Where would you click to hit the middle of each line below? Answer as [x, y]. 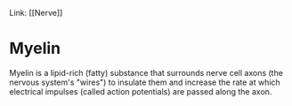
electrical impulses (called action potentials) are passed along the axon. [141, 91]
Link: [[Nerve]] [36, 13]
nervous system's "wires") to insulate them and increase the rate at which [145, 82]
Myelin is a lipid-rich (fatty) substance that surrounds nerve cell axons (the [146, 72]
